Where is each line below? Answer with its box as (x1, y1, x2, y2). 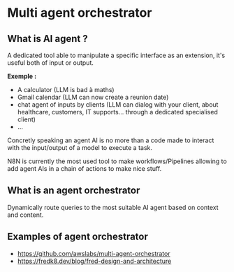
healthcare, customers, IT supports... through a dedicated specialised (17, 108, 218, 116)
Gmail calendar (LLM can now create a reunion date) (17, 93, 169, 101)
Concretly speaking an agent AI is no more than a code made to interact (7, 136, 214, 144)
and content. (7, 211, 44, 219)
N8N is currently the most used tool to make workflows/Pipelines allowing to (7, 157, 227, 165)
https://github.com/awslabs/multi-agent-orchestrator (17, 249, 170, 257)
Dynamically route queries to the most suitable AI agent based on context (7, 203, 219, 211)
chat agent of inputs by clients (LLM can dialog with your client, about (17, 100, 219, 109)
